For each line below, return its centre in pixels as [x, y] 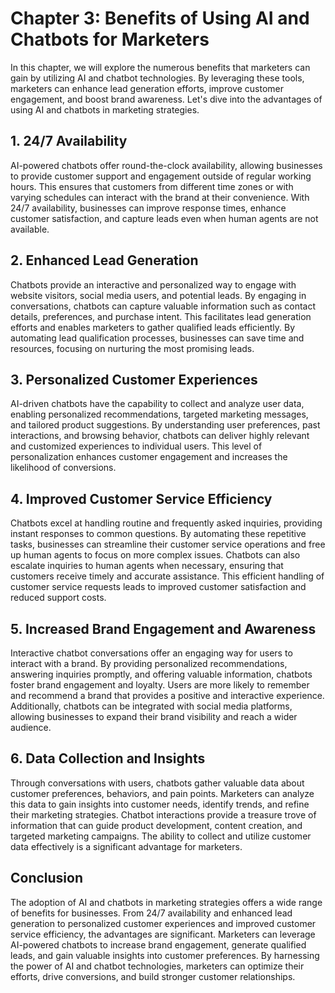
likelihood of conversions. [63, 468]
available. [30, 229]
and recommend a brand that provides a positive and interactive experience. [167, 695]
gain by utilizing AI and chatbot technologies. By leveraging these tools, [157, 78]
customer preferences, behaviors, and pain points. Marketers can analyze [162, 793]
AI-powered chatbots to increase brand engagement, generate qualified [158, 944]
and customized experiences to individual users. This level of [136, 446]
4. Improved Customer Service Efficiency [141, 498]
